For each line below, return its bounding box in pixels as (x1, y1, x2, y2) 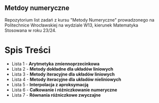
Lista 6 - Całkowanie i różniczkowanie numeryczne (11, 87, 117, 93)
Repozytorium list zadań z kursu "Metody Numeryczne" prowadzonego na (4, 17, 155, 23)
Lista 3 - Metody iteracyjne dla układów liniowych (11, 71, 115, 77)
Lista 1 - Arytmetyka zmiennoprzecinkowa (11, 61, 100, 67)
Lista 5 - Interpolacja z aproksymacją (11, 81, 89, 87)
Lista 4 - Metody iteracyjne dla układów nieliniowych (11, 76, 121, 82)
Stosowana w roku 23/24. (4, 27, 57, 33)
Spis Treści (4, 45, 51, 55)
